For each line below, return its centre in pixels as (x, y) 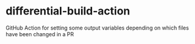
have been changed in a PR (40, 34)
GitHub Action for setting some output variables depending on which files (97, 28)
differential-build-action (68, 11)
